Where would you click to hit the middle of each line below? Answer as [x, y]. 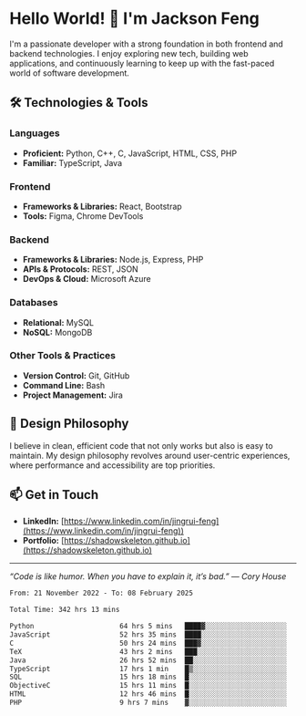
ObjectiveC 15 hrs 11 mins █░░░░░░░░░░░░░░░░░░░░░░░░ [148, 686]
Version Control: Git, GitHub [76, 375]
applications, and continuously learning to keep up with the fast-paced [142, 63]
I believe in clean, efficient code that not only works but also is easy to [141, 445]
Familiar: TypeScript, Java [72, 162]
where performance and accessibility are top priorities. [112, 465]
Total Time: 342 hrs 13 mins [65, 610]
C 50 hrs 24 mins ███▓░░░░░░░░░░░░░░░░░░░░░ [148, 643]
